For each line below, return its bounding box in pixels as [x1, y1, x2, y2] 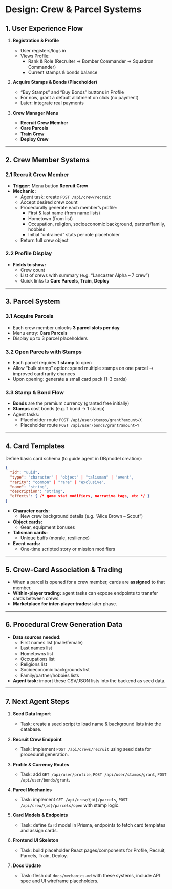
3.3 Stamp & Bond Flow [5, 388, 64, 396]
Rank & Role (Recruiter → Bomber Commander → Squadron [28, 58, 154, 64]
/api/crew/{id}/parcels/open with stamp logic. [20, 802, 120, 808]
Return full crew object [20, 237, 69, 243]
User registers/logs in [20, 48, 67, 53]
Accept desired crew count [20, 199, 78, 205]
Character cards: [12, 508, 50, 514]
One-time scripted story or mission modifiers [20, 546, 115, 552]
